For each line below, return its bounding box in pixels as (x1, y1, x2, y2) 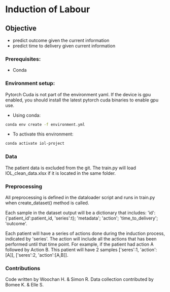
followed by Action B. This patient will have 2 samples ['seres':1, (5, 246, 139, 253)
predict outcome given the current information (12, 37, 110, 43)
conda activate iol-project (5, 141, 65, 146)
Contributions (5, 264, 41, 272)
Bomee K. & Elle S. (5, 282, 44, 288)
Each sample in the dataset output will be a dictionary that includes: (5, 209, 147, 216)
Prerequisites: (5, 55, 41, 62)
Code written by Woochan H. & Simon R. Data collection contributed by (5, 276, 154, 282)
